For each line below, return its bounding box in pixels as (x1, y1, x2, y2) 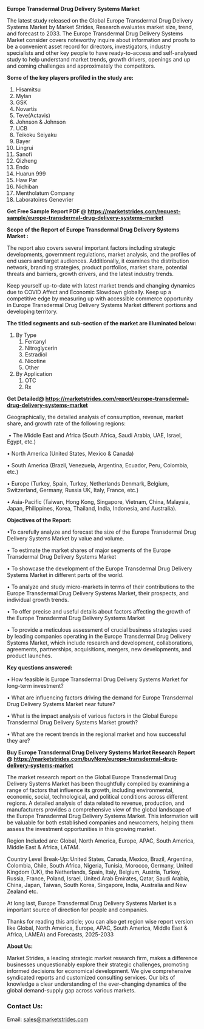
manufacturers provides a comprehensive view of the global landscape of (7, 806, 192, 813)
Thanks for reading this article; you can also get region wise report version (7, 918, 194, 925)
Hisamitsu (15, 86, 41, 93)
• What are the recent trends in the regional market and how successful (7, 730, 186, 738)
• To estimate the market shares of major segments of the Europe (7, 546, 171, 554)
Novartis (15, 105, 37, 112)
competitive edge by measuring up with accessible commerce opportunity (7, 295, 193, 302)
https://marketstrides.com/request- (87, 208, 181, 215)
